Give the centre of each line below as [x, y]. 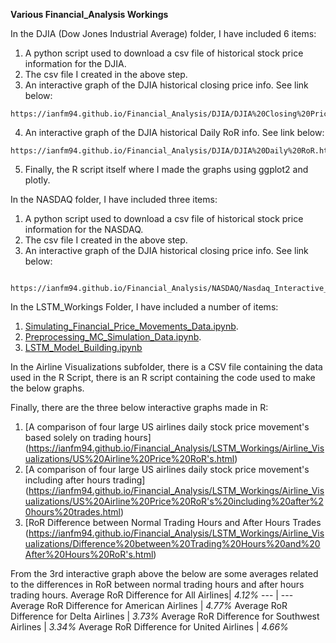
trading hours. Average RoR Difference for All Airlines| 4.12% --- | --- [152, 595]
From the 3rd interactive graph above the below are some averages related [164, 573]
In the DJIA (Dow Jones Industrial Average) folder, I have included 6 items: [163, 33]
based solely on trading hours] [88, 437]
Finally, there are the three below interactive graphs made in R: [139, 407]
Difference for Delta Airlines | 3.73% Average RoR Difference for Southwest [165, 616]
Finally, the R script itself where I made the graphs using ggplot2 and [166, 169]
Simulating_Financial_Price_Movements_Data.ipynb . [131, 326]
